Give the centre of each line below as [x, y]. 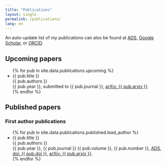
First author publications [36, 121]
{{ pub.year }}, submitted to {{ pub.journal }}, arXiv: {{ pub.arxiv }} [80, 86]
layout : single [21, 14]
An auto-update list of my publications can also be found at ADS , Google [80, 38]
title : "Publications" [29, 10]
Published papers [33, 107]
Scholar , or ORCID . [24, 43]
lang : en [14, 24]
